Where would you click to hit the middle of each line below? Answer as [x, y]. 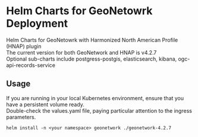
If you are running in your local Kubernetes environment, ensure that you [95, 98]
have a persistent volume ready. [45, 104]
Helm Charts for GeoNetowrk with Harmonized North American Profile [92, 40]
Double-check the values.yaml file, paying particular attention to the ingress [99, 110]
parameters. [21, 117]
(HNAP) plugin [24, 46]
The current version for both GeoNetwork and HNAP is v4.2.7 [81, 52]
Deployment [37, 23]
